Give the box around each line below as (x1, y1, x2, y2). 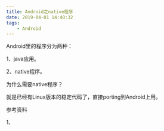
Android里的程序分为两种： (6, 42, 73, 50)
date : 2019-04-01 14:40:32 (6, 14, 73, 20)
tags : (6, 20, 20, 26)
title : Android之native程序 (6, 8, 73, 15)
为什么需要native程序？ (6, 81, 63, 88)
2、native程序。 (6, 68, 46, 75)
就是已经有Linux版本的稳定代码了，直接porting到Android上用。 (6, 93, 161, 100)
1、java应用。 (6, 55, 40, 63)
